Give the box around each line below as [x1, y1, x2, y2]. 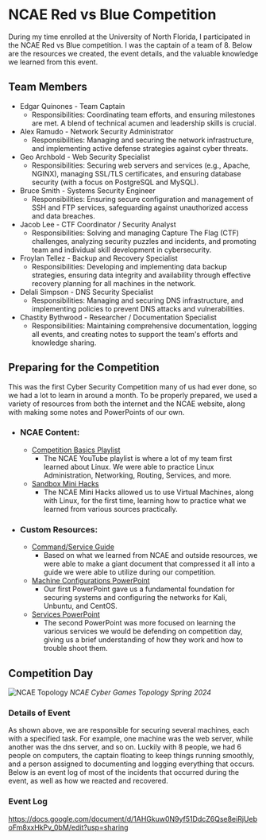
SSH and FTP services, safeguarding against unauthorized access [31, 203, 249, 212]
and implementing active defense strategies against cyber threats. [31, 143, 249, 153]
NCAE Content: [19, 427, 80, 438]
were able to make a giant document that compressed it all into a [43, 559, 256, 569]
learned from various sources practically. [43, 504, 179, 513]
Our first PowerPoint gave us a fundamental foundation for [43, 584, 235, 594]
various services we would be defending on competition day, [43, 626, 244, 637]
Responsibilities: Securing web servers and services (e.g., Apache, [31, 161, 251, 170]
